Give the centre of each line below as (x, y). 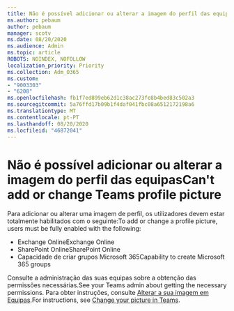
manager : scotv (29, 33)
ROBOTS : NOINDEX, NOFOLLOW (46, 59)
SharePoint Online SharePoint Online (69, 250)
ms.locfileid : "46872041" (45, 130)
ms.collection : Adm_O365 (43, 72)
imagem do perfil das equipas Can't (111, 180)
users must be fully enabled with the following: (74, 229)
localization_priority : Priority (56, 66)
